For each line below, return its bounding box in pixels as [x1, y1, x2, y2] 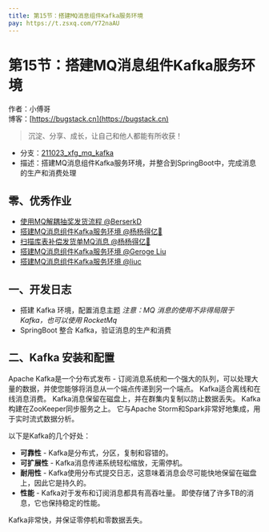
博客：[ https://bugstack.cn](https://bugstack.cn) [8, 114, 170, 124]
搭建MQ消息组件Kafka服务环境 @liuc [19, 257, 142, 267]
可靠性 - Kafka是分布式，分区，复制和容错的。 [19, 448, 174, 457]
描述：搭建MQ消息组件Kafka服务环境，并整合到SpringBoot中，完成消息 [19, 158, 256, 168]
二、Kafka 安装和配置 [8, 351, 114, 365]
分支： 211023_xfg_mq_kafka [19, 148, 114, 158]
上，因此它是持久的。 [19, 478, 90, 487]
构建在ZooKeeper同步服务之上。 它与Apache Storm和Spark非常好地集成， [8, 404, 254, 413]
